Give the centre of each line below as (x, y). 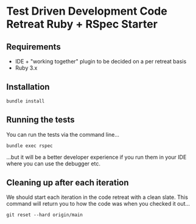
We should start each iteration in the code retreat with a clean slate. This (97, 197)
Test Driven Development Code (87, 11)
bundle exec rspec (30, 146)
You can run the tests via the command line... (63, 134)
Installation (28, 87)
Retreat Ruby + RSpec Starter (82, 24)
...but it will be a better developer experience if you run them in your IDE (96, 157)
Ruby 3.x (26, 68)
